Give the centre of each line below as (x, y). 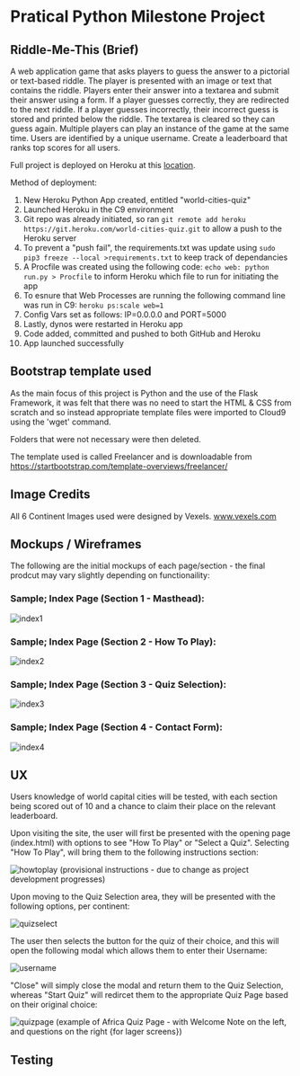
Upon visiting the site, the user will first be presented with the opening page (150, 833)
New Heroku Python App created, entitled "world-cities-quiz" (137, 200)
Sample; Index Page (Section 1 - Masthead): (107, 599)
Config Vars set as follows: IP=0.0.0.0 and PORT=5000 (125, 315)
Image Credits (50, 495)
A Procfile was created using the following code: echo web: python (146, 267)
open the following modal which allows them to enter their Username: (139, 951)
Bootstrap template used (81, 372)
